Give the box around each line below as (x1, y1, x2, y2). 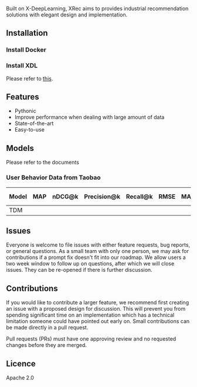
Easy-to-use (14, 126, 45, 133)
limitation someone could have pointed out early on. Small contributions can (6, 318, 190, 325)
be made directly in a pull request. (6, 324, 89, 331)
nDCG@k (52, 192, 79, 200)
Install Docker (6, 46, 47, 54)
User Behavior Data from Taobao (6, 173, 101, 181)
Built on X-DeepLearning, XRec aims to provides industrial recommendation (6, 5, 189, 12)
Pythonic (14, 107, 36, 115)
